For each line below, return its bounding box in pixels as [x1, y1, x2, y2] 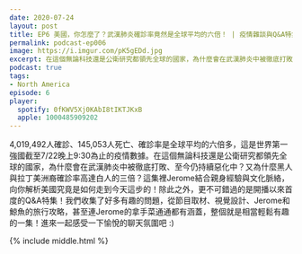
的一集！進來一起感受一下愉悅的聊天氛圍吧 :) [9, 217, 175, 229]
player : [9, 96, 39, 106]
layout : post [9, 22, 58, 31]
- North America [9, 80, 70, 89]
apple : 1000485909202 [17, 113, 99, 122]
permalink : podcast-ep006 [9, 38, 106, 48]
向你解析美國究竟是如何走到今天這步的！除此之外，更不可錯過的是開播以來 [9, 184, 285, 195]
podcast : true [9, 64, 63, 73]
